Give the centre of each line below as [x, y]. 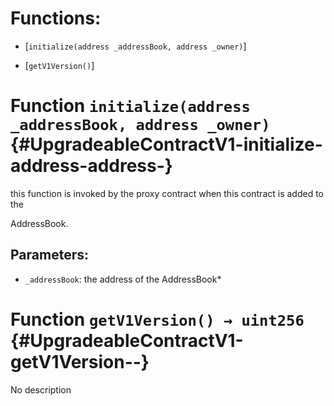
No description [41, 389]
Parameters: [49, 255]
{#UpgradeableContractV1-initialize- [166, 144]
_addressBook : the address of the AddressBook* [123, 279]
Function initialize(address [130, 106]
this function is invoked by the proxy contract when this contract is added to [167, 193]
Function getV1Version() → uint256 [157, 319]
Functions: [56, 18]
